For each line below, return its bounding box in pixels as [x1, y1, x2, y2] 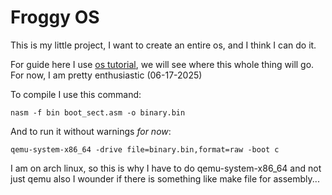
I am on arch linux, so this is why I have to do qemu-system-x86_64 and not [10, 162, 322, 174]
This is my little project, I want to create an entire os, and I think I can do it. [10, 39, 317, 51]
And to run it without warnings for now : [10, 125, 172, 137]
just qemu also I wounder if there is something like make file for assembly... [10, 172, 320, 185]
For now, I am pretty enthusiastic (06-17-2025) [10, 69, 203, 81]
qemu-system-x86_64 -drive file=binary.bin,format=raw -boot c [10, 144, 280, 155]
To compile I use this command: [10, 88, 142, 100]
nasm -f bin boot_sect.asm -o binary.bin [10, 107, 186, 118]
